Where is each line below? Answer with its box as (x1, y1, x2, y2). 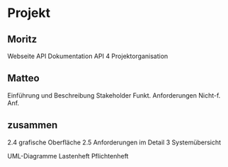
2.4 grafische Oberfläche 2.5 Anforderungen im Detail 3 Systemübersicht (7, 138, 222, 146)
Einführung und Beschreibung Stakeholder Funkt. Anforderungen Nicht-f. (7, 91, 221, 100)
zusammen (7, 119, 58, 132)
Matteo (7, 72, 40, 84)
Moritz (7, 33, 38, 45)
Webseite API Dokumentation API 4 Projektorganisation (7, 52, 169, 60)
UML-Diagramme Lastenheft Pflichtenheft (7, 151, 129, 160)
